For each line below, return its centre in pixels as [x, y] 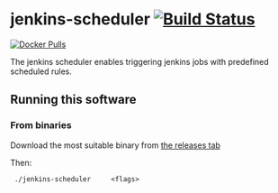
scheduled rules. [41, 71]
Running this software [74, 100]
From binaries [41, 125]
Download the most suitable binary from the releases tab [116, 145]
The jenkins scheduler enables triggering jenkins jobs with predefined [139, 61]
